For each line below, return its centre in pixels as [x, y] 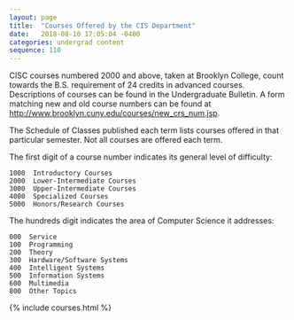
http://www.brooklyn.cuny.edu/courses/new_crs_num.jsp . [115, 113]
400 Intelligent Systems [57, 268]
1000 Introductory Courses [61, 174]
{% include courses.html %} [61, 308]
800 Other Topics [43, 292]
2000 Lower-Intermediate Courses [73, 181]
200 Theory [31, 253]
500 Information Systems [57, 276]
